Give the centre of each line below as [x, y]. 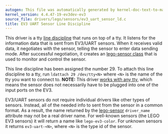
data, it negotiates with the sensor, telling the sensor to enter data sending [82, 48]
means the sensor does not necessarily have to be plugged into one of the [82, 85]
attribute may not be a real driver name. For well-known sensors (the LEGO [82, 116]
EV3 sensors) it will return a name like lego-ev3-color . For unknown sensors [84, 121]
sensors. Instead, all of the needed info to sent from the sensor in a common [84, 105]
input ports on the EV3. [29, 90]
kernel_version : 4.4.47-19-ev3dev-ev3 [45, 14]
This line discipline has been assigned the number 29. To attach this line [79, 69]
